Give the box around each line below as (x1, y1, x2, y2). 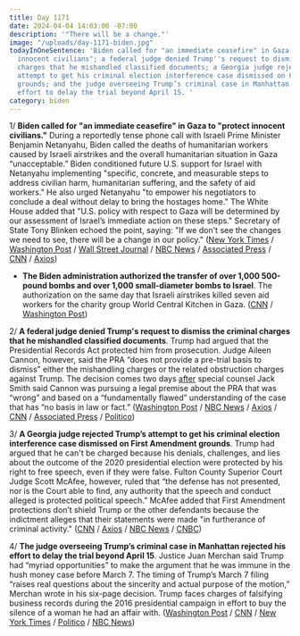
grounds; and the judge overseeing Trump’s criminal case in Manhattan (17, 79, 290, 88)
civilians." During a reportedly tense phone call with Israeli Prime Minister (9, 130, 281, 141)
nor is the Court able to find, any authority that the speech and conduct (9, 486, 271, 497)
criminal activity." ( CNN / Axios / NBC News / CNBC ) (9, 523, 203, 534)
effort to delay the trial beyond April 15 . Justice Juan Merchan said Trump (9, 550, 284, 561)
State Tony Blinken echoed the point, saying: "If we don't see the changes (9, 225, 281, 236)
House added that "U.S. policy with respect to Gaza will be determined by (9, 206, 280, 217)
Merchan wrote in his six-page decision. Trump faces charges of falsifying (9, 589, 283, 599)
